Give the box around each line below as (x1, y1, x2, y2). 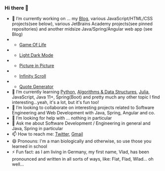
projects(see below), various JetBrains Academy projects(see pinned (11, 21, 153, 27)
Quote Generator (19, 84, 54, 90)
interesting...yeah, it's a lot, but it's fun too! (11, 100, 99, 105)
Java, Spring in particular (11, 126, 63, 132)
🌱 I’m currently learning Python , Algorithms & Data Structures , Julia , (11, 89, 150, 95)
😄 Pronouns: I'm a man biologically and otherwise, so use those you (11, 138, 152, 144)
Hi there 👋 (4, 4, 29, 11)
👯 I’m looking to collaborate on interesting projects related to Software (11, 104, 155, 110)
